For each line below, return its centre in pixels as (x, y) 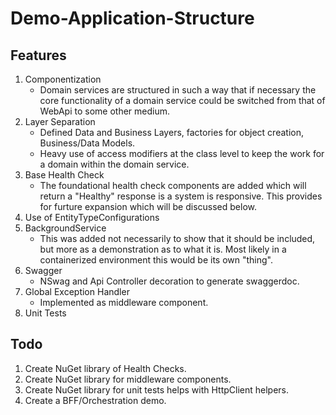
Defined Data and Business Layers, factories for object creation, (171, 132)
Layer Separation (60, 121)
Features (38, 55)
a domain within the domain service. (114, 164)
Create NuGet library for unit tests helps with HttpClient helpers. (157, 389)
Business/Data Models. (87, 143)
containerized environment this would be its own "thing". (156, 260)
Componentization (63, 79)
